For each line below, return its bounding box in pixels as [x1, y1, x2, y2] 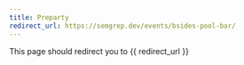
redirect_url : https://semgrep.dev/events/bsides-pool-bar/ [9, 21, 237, 30]
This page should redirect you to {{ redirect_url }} [9, 45, 189, 56]
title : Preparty [9, 12, 69, 22]
